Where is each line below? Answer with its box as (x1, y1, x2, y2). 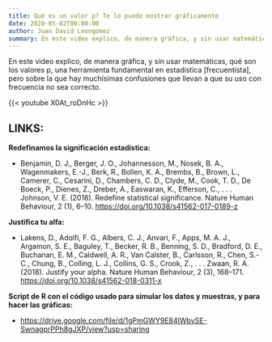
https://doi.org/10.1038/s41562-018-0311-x (19, 276, 162, 285)
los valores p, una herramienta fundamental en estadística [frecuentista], (8, 65, 252, 75)
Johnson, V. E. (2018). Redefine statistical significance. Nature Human (19, 193, 254, 203)
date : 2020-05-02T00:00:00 (8, 19, 100, 27)
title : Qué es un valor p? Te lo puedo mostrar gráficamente (8, 11, 219, 20)
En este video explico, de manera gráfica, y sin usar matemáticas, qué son (8, 57, 257, 66)
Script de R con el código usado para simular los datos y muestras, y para (8, 292, 261, 302)
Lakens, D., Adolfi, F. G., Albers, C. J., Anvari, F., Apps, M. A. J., (19, 233, 232, 243)
